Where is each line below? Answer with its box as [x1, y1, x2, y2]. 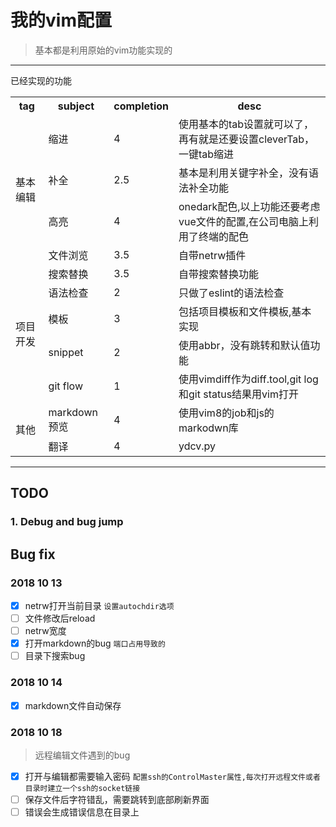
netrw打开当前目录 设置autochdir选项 [24, 599, 175, 611]
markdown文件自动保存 [24, 699, 122, 711]
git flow [48, 379, 84, 393]
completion [113, 99, 169, 113]
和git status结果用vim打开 [178, 387, 299, 401]
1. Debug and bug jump [10, 515, 124, 529]
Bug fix [10, 546, 56, 563]
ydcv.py [178, 439, 217, 453]
